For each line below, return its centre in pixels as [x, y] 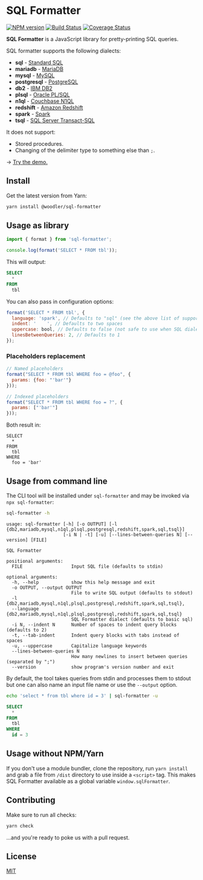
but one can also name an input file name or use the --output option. [92, 685]
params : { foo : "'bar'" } [41, 380]
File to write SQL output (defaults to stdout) [132, 593]
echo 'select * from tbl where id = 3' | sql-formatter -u [82, 696]
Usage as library [38, 225]
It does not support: [31, 132]
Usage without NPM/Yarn [55, 754]
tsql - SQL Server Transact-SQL [55, 120]
